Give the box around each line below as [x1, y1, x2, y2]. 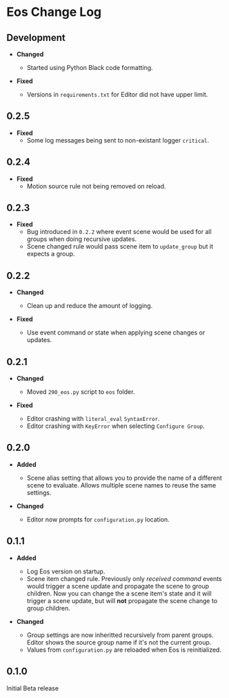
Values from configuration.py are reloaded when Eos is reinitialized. [26, 645, 222, 654]
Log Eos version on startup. [26, 567, 106, 575]
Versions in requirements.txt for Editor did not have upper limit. [26, 91, 208, 98]
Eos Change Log [6, 4, 102, 20]
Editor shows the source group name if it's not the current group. [26, 638, 212, 646]
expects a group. [26, 250, 75, 258]
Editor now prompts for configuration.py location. [26, 515, 170, 523]
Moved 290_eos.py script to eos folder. [26, 388, 135, 396]
